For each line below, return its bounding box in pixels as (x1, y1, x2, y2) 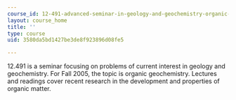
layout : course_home (7, 17, 68, 24)
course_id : (7, 10, 39, 18)
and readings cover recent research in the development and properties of (7, 77, 220, 85)
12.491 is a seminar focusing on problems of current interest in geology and (7, 62, 226, 70)
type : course (7, 30, 46, 37)
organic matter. (7, 85, 51, 93)
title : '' (7, 23, 37, 30)
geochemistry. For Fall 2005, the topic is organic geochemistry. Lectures (7, 70, 218, 78)
